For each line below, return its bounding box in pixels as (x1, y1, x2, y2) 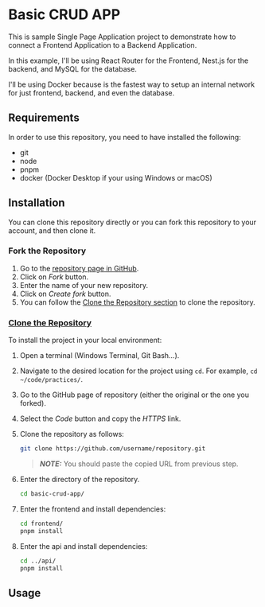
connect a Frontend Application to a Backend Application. (8, 40, 197, 49)
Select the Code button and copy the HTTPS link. (19, 414, 181, 423)
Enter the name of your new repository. (19, 280, 149, 290)
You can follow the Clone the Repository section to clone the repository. (19, 297, 256, 307)
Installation (8, 196, 65, 210)
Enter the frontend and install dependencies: (19, 504, 166, 514)
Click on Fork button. (19, 272, 89, 282)
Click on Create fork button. (19, 289, 111, 298)
